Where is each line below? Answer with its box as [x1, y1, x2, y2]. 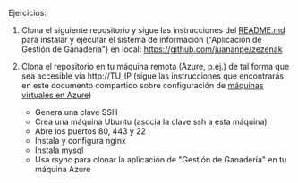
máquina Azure [34, 164, 91, 174]
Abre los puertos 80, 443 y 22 [34, 126, 147, 137]
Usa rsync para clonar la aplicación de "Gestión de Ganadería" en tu [34, 154, 287, 164]
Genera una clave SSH [34, 107, 118, 117]
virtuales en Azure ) [21, 89, 92, 100]
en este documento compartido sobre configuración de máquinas [21, 80, 264, 90]
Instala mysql [34, 145, 84, 155]
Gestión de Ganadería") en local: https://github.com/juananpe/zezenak [21, 44, 283, 54]
